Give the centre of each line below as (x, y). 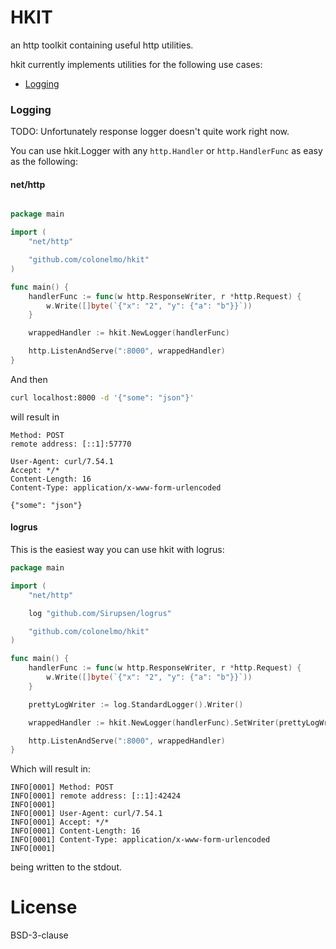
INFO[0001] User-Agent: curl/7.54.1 (86, 814)
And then (29, 379)
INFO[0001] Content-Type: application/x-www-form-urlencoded (140, 840)
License (44, 907)
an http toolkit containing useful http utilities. (102, 45)
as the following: (44, 162)
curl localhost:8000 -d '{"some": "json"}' (102, 397)
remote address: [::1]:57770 (71, 444)
